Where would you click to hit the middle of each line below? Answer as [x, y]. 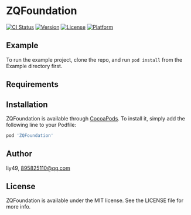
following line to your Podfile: [41, 125]
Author [19, 154]
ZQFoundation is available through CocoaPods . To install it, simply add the [96, 118]
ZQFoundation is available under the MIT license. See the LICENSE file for [95, 200]
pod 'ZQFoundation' [30, 135]
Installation [27, 104]
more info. [18, 207]
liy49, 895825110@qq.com [38, 168]
